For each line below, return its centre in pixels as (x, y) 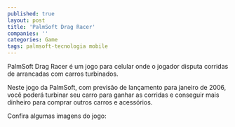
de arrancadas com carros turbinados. (63, 74)
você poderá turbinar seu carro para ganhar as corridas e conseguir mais (113, 95)
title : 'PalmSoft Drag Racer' (52, 27)
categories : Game (33, 40)
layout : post (26, 20)
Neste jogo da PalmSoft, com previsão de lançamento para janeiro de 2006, (117, 87)
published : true (31, 14)
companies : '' (28, 33)
